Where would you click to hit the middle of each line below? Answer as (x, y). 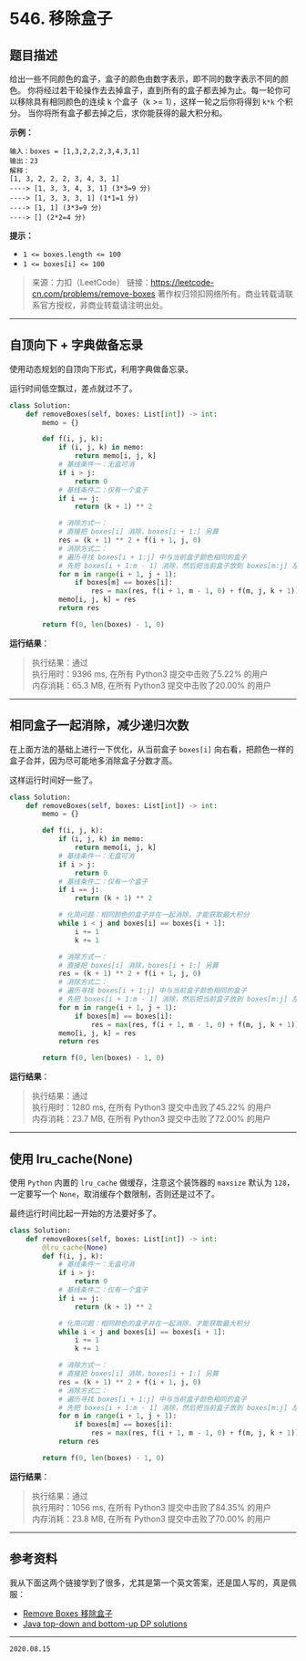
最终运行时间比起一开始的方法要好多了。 (85, 1213)
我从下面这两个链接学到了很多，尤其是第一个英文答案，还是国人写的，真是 (149, 1583)
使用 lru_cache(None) (71, 1159)
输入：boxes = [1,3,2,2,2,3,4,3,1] (75, 151)
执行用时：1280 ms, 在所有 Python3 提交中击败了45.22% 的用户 (151, 1107)
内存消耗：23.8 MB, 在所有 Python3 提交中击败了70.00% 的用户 (151, 1519)
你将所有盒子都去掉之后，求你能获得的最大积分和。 (131, 113)
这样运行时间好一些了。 (53, 780)
